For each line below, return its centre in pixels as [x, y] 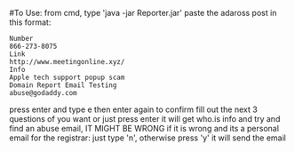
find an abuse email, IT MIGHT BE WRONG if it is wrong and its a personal [144, 128]
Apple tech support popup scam [67, 77]
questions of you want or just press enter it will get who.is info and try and [145, 119]
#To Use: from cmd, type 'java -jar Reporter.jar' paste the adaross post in [143, 13]
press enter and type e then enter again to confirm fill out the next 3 [133, 109]
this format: [30, 22]
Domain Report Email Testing [63, 85]
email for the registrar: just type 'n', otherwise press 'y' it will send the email [147, 138]
